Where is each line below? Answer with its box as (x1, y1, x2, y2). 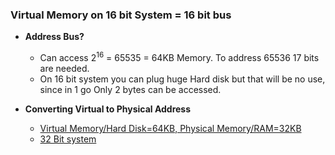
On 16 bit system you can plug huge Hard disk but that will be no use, (39, 73, 326, 85)
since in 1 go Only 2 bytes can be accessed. (39, 83, 222, 95)
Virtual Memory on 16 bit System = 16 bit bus (10, 8, 232, 22)
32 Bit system (39, 133, 97, 145)
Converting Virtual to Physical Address (24, 103, 192, 115)
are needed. (39, 62, 90, 74)
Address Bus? (24, 31, 85, 43)
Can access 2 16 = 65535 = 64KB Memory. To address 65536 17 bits (39, 50, 320, 63)
